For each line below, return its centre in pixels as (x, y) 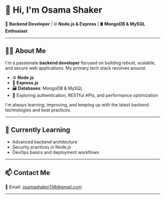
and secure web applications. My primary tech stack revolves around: (76, 68)
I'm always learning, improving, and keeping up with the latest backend (77, 104)
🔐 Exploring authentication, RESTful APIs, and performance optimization (85, 95)
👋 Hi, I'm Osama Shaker (54, 10)
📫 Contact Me (28, 173)
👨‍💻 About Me (26, 51)
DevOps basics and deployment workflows (55, 152)
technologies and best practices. (38, 110)
